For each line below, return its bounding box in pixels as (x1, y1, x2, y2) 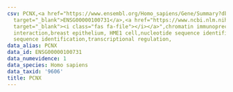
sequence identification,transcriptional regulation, (13, 36, 172, 43)
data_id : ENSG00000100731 (7, 49, 82, 56)
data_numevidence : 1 (7, 55, 67, 62)
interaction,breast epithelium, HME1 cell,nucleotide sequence (13, 29, 200, 37)
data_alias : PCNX (7, 42, 58, 49)
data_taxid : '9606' (7, 68, 64, 75)
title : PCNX (7, 74, 42, 82)
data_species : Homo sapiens (7, 62, 89, 68)
